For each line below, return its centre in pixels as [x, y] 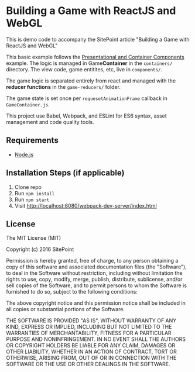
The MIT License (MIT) [34, 238]
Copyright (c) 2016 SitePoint [40, 249]
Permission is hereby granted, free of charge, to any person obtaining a [92, 261]
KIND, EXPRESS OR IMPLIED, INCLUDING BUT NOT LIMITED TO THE [89, 327]
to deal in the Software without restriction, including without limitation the [94, 273]
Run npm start [32, 199]
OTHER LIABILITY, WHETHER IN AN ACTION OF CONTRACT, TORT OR [91, 352]
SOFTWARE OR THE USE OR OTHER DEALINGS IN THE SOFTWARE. [88, 364]
